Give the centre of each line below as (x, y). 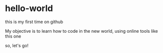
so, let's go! (17, 45)
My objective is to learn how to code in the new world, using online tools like (81, 31)
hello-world (29, 8)
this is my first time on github (34, 22)
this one (13, 36)
